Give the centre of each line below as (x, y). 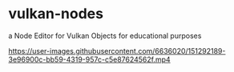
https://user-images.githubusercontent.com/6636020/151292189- (117, 51)
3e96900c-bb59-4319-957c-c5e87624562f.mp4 (89, 59)
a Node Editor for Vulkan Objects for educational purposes (105, 36)
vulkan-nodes (56, 14)
